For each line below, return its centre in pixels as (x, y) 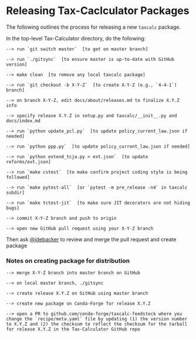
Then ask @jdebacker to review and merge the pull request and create (91, 239)
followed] (18, 177)
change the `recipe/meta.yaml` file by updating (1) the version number (97, 319)
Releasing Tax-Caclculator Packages (98, 11)
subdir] (16, 192)
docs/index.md (23, 121)
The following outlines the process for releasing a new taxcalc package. (93, 27)
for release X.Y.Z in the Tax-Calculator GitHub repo (73, 329)
